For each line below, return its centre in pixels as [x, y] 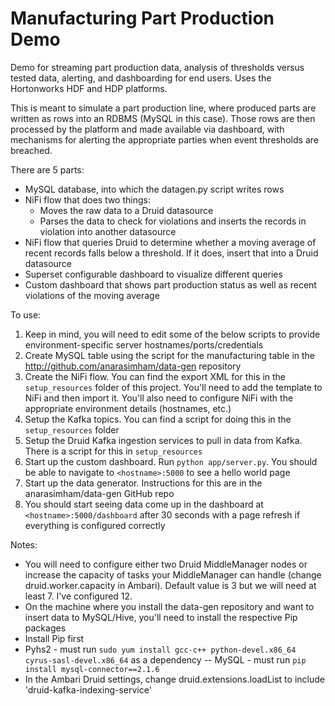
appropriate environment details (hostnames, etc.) [128, 408]
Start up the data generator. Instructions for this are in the [143, 483]
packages [45, 628]
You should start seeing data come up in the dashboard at [144, 504]
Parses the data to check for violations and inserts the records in [173, 221]
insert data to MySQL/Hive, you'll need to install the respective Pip [161, 617]
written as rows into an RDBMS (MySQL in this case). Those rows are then [163, 118]
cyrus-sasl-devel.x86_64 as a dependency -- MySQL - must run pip [165, 659]
